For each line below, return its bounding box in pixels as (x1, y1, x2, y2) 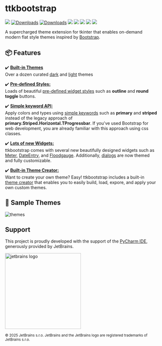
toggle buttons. (5, 93, 36, 99)
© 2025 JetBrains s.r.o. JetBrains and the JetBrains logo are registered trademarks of (5, 333, 148, 338)
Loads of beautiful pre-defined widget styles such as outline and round (5, 88, 149, 94)
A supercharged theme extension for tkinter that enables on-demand (5, 29, 143, 34)
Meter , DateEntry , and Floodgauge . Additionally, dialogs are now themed (5, 152, 150, 158)
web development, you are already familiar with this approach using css (5, 125, 149, 131)
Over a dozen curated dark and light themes (5, 71, 93, 77)
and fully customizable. (5, 157, 52, 163)
